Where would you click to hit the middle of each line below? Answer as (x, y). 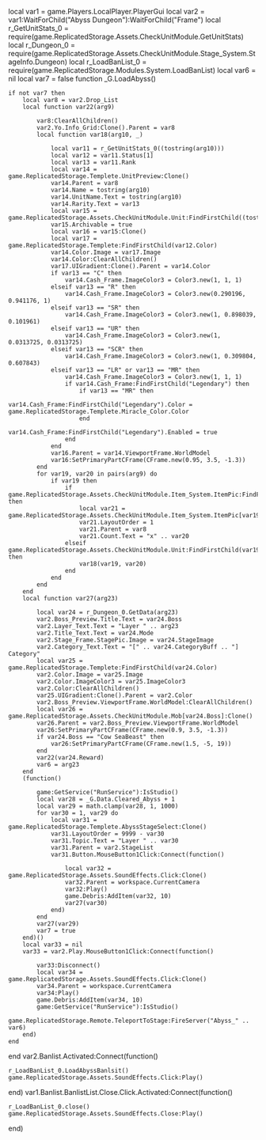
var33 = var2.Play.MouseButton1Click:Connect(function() (118, 952)
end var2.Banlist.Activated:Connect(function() (83, 1056)
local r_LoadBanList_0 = (108, 62)
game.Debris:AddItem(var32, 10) (118, 896)
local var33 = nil (53, 945)
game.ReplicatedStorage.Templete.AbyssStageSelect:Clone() (108, 827)
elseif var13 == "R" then (93, 287)
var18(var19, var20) (113, 564)
